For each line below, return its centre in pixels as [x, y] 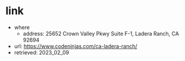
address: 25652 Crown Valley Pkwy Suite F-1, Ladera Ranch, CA [101, 33]
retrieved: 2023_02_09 [41, 52]
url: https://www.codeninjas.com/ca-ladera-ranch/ [75, 46]
